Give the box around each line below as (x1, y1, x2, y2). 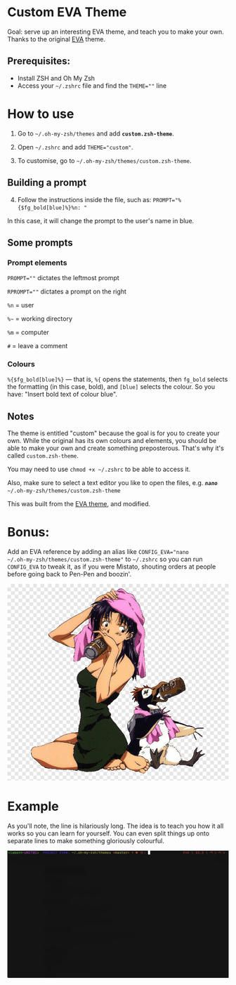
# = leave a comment (7, 342, 68, 350)
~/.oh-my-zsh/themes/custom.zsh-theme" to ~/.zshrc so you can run (7, 555, 203, 564)
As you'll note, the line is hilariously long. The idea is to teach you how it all (7, 822, 224, 831)
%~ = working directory (7, 315, 72, 323)
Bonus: (7, 524, 50, 541)
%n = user (7, 301, 34, 310)
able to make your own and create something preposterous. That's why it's (7, 444, 225, 453)
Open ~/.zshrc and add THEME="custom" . (17, 143, 133, 151)
